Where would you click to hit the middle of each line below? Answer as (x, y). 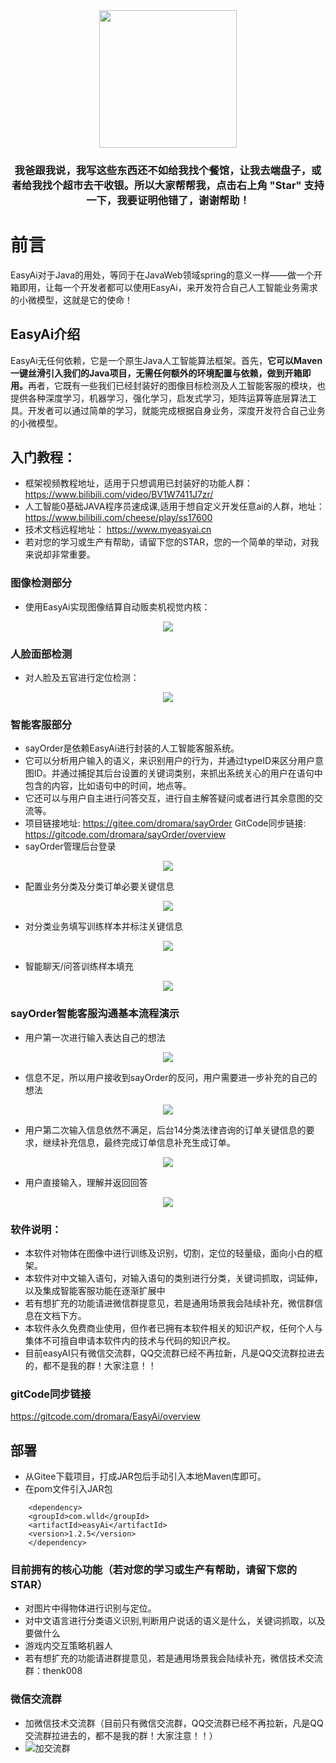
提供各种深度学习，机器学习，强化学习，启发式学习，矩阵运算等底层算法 (159, 398)
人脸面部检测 (41, 654)
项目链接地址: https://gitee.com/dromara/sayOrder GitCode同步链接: (165, 823)
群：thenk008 (53, 1671)
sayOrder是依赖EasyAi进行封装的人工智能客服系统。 (132, 748)
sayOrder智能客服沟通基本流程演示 (95, 1014)
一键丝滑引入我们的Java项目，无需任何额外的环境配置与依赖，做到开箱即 (161, 373)
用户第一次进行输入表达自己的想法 (95, 1037)
